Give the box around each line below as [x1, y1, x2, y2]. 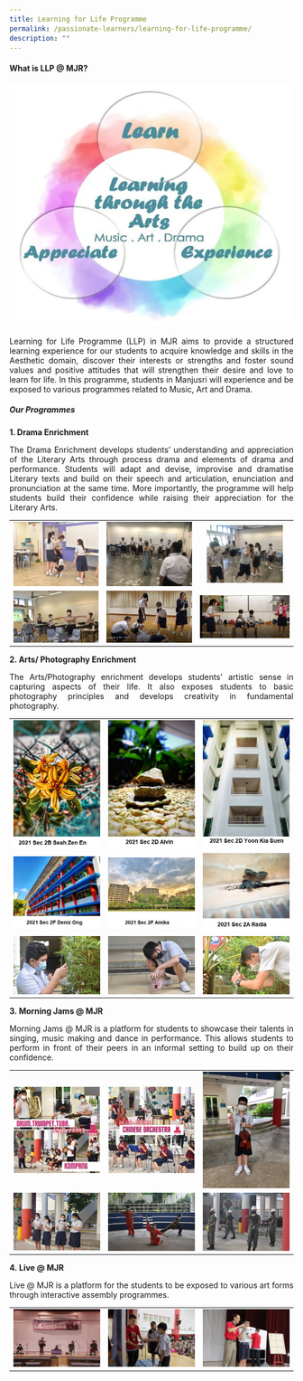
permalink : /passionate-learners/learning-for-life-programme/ [9, 24, 252, 33]
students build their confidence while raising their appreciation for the [9, 493, 294, 504]
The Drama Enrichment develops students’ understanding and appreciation [9, 444, 294, 456]
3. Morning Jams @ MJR [9, 1006, 104, 1017]
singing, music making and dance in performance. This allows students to [9, 1033, 294, 1044]
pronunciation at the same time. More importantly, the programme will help [9, 483, 294, 494]
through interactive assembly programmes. [9, 1290, 170, 1301]
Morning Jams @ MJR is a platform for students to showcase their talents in [9, 1023, 294, 1035]
